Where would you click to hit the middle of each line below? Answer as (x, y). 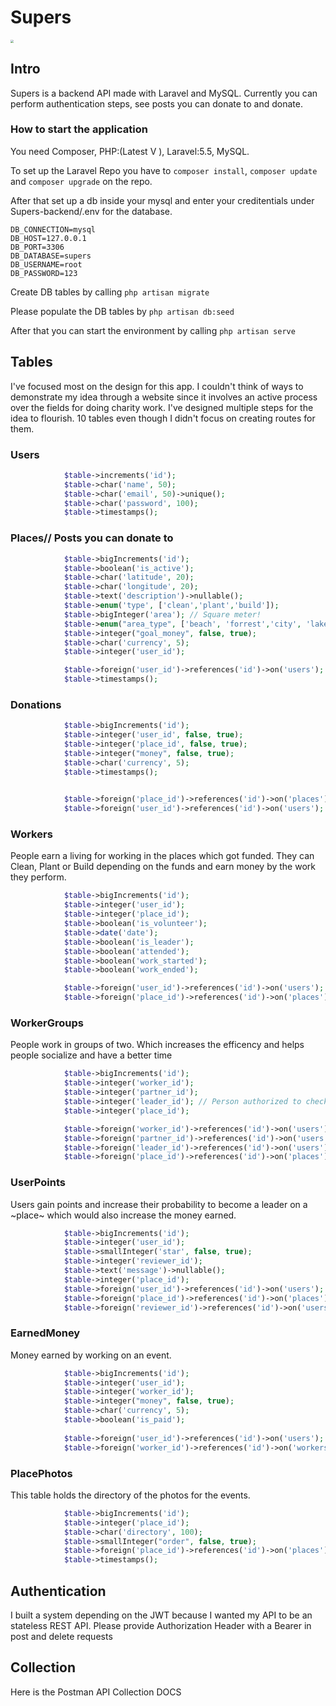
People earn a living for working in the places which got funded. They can (162, 856)
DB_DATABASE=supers (51, 256)
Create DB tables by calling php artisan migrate (110, 292)
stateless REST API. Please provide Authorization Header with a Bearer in (161, 1625)
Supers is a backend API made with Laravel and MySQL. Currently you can (164, 93)
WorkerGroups (47, 1023)
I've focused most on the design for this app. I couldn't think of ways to (157, 386)
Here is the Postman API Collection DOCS (96, 1692)
